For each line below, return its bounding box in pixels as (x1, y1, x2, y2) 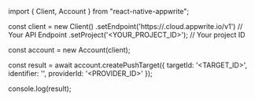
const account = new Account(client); (8, 45, 131, 54)
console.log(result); (8, 84, 72, 93)
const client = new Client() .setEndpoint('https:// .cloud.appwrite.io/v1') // (8, 22, 243, 31)
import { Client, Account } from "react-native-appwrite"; (8, 7, 190, 16)
